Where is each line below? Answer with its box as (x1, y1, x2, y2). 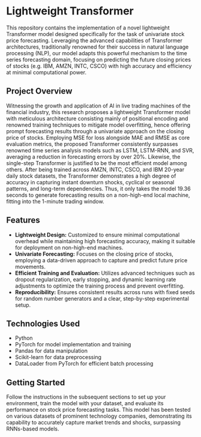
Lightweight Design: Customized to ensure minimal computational (14, 231, 180, 238)
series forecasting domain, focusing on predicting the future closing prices (6, 56, 191, 63)
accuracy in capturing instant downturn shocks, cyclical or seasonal (6, 178, 175, 185)
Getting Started (6, 377, 65, 388)
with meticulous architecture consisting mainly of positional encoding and (6, 115, 188, 122)
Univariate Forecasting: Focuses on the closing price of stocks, (14, 250, 174, 258)
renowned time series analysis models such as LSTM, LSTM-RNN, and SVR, (6, 146, 194, 154)
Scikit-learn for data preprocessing (14, 354, 102, 361)
